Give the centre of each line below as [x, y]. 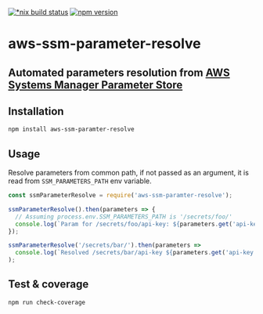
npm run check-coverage [47, 302]
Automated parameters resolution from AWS [119, 72]
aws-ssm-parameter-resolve [104, 44]
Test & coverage [49, 285]
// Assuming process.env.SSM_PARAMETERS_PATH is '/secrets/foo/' [124, 217]
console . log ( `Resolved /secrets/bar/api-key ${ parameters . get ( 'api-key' [136, 253]
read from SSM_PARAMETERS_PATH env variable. [80, 181]
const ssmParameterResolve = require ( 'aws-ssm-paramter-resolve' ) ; [121, 196]
